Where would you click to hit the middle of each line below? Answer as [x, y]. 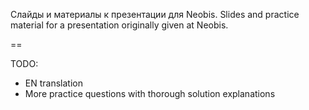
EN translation [53, 83]
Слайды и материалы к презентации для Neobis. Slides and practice [155, 14]
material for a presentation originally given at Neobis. [119, 25]
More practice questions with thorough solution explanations [150, 93]
